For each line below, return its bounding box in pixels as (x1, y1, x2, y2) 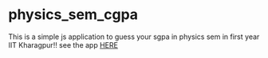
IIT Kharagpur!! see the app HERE (8, 40, 118, 49)
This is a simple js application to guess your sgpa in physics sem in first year (8, 32, 260, 41)
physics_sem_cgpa (8, 6, 138, 24)
